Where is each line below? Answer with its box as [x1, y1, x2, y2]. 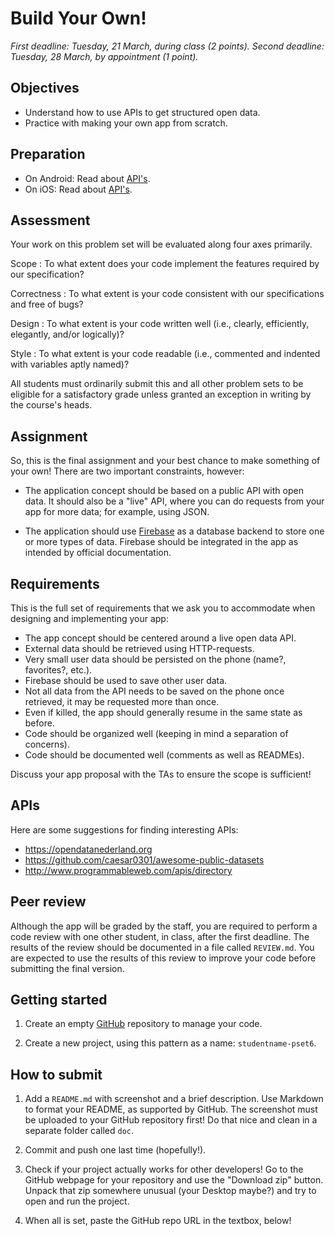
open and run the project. [24, 1195, 130, 1207]
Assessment [10, 212, 91, 229]
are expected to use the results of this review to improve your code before [10, 952, 317, 964]
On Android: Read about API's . [24, 172, 151, 184]
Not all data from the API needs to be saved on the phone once [24, 685, 285, 697]
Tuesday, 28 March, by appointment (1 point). [10, 50, 199, 62]
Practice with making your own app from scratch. [24, 117, 228, 129]
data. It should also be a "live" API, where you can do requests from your [24, 495, 325, 507]
